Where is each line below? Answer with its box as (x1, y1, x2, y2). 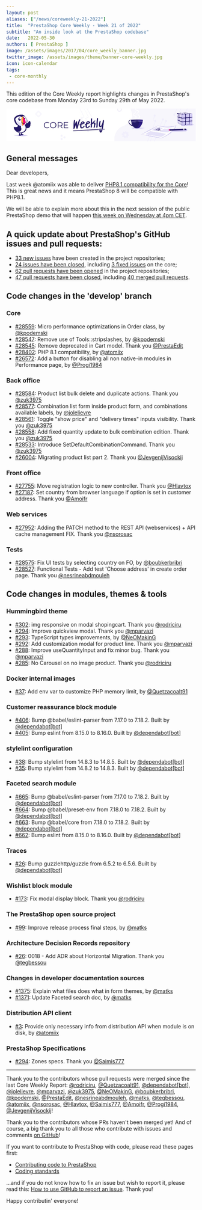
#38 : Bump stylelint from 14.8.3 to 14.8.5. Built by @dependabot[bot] (14, 758, 185, 765)
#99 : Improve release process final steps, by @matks (14, 924, 147, 931)
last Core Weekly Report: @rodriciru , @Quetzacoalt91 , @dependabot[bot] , (6, 1081, 191, 1089)
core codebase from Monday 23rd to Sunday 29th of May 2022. (6, 97, 165, 104)
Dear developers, (6, 169, 49, 177)
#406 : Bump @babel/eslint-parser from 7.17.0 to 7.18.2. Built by (14, 716, 170, 724)
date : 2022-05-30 (6, 35, 55, 41)
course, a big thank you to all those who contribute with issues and (6, 1125, 173, 1132)
